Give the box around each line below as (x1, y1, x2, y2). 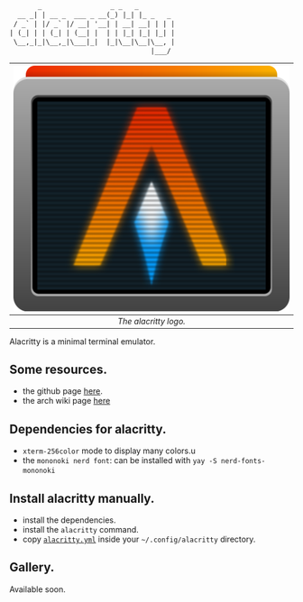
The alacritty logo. (116, 316, 187, 327)
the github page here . (22, 386, 104, 397)
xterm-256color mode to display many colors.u (22, 445, 196, 456)
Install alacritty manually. (9, 490, 155, 506)
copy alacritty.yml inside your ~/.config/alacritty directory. (22, 534, 256, 545)
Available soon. (9, 583, 66, 595)
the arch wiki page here (22, 396, 111, 406)
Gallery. (9, 560, 55, 575)
